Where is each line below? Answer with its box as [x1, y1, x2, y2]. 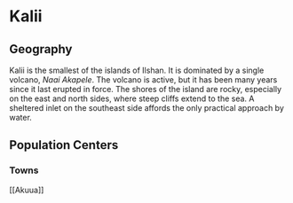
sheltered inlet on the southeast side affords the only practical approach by [9, 103, 284, 113]
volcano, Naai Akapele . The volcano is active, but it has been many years [9, 74, 278, 85]
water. [9, 113, 33, 122]
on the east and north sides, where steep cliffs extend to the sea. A [9, 93, 255, 104]
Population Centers [9, 137, 119, 152]
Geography [9, 42, 73, 57]
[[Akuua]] [9, 184, 44, 195]
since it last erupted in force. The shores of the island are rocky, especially [9, 84, 282, 94]
